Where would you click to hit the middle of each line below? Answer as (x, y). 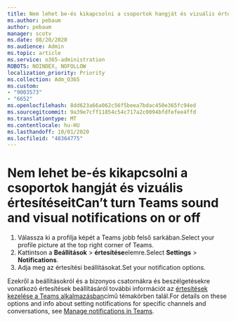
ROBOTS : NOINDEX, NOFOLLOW (47, 66)
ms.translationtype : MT (42, 118)
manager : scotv (29, 33)
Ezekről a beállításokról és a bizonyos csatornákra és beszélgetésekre (109, 281)
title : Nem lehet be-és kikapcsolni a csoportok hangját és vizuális (111, 14)
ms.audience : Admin (36, 47)
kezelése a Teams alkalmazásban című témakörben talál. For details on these (117, 296)
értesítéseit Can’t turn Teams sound (113, 203)
